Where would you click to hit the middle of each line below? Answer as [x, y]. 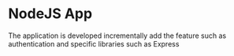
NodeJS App [50, 14]
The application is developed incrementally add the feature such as [117, 35]
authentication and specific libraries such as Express [94, 43]
